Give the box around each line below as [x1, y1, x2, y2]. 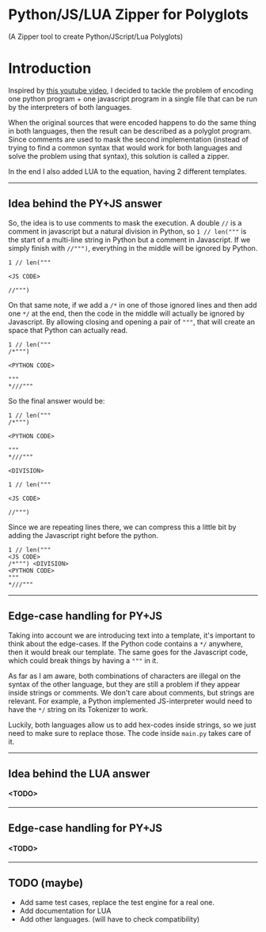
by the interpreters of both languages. [8, 102, 132, 112]
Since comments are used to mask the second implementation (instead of [8, 134, 249, 144]
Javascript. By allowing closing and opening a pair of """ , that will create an [8, 316, 256, 326]
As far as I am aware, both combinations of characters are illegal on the [8, 671, 241, 680]
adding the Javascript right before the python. [8, 530, 158, 540]
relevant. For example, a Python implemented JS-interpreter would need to [8, 696, 253, 706]
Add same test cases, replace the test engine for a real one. [19, 897, 215, 907]
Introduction [8, 59, 92, 78]
